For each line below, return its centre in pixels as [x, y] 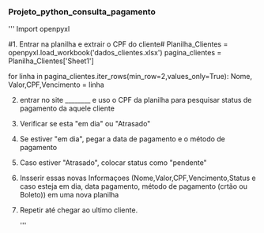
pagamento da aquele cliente [67, 108]
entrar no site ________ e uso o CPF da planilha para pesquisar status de [136, 100]
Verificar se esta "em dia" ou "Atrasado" [85, 124]
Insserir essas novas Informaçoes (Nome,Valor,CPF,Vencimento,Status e [138, 178]
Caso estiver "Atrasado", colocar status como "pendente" [113, 163]
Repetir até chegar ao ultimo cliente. [79, 210]
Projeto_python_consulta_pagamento [82, 12]
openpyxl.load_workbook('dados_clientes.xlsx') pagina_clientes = [115, 53]
